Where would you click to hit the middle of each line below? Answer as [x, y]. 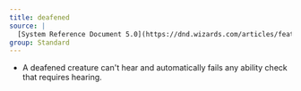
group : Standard [39, 42]
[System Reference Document [70, 34]
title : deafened [39, 17]
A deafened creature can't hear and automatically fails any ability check [155, 68]
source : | [28, 26]
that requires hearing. [62, 78]
